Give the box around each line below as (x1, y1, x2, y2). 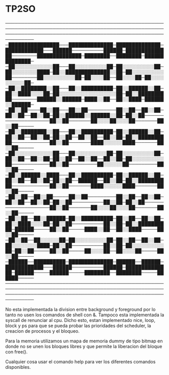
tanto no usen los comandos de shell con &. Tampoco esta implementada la (5, 312, 164, 318)
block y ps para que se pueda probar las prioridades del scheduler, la (5, 322, 152, 329)
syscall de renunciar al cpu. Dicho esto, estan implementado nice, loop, (5, 317, 156, 323)
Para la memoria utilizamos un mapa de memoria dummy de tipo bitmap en (5, 338, 163, 344)
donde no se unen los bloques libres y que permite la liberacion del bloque (5, 343, 162, 349)
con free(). (5, 348, 28, 355)
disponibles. (5, 364, 31, 370)
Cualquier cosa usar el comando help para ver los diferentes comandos (5, 358, 156, 365)
